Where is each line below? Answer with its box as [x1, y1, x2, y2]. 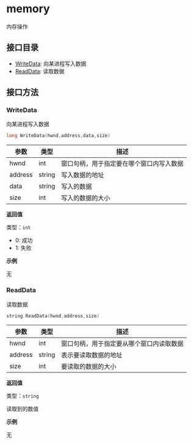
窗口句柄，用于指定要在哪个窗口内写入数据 [60, 160, 184, 168]
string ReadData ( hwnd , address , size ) [6, 313, 100, 319]
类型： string [6, 392, 39, 399]
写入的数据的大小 [60, 194, 111, 202]
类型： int [6, 224, 31, 231]
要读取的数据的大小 [60, 363, 117, 371]
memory [6, 2, 50, 16]
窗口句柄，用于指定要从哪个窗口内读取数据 [60, 339, 184, 348]
